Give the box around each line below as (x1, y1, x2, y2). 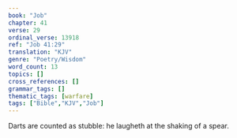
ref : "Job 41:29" (8, 41, 66, 49)
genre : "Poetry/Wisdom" (8, 56, 87, 64)
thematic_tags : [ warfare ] (8, 92, 93, 100)
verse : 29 (8, 26, 41, 34)
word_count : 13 (8, 63, 58, 71)
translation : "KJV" (8, 48, 73, 56)
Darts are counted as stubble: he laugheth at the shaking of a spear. (8, 121, 229, 131)
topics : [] (8, 70, 44, 78)
